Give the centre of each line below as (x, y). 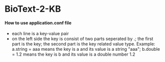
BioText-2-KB (33, 9)
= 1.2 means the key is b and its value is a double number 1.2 (73, 54)
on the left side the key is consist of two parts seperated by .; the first (82, 39)
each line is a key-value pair (40, 34)
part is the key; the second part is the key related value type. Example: (83, 44)
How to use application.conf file (38, 22)
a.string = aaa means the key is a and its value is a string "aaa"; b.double (86, 49)
